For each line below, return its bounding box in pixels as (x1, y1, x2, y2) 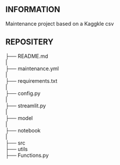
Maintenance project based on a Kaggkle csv (5, 20, 114, 27)
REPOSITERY (5, 37, 54, 47)
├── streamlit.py (5, 102, 46, 109)
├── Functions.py (5, 152, 49, 159)
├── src (5, 139, 26, 146)
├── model (5, 114, 33, 121)
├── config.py (5, 90, 41, 97)
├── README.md (5, 52, 48, 59)
